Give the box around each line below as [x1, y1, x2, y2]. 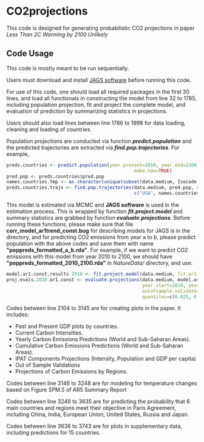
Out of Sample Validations [15, 361, 81, 369]
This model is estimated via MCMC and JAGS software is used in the [6, 202, 179, 208]
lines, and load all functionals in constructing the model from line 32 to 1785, [6, 94, 197, 101]
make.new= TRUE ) [134, 168, 172, 174]
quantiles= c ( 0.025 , [141, 293, 191, 300]
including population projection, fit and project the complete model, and [6, 101, 186, 108]
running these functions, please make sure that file [6, 220, 134, 228]
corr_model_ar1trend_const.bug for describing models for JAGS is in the [6, 227, 190, 234]
